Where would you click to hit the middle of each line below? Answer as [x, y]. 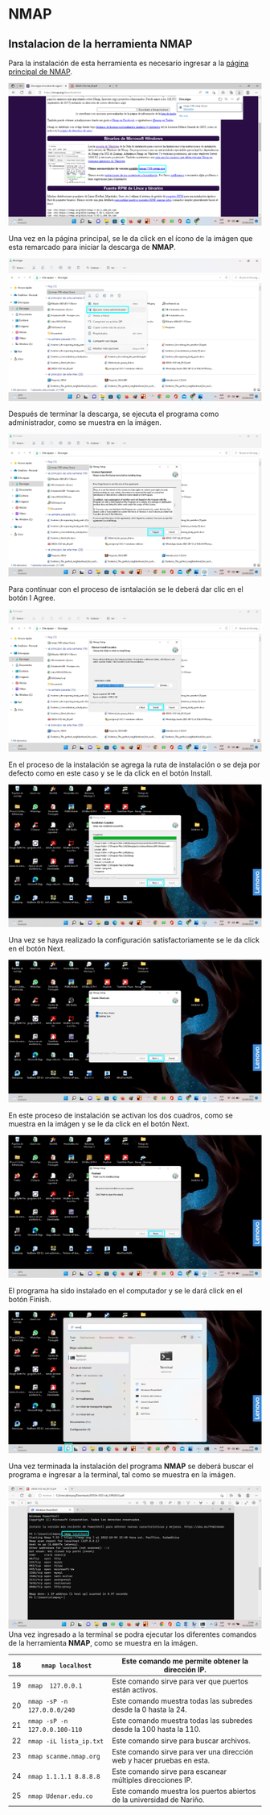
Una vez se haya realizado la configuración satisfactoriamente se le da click [134, 940]
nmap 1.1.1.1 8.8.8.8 [64, 1776]
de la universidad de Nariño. [158, 1800]
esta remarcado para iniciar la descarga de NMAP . [92, 247]
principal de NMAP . [40, 72]
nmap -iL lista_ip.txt [66, 1741]
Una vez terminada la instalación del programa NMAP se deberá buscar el [131, 1466]
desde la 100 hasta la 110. [156, 1730]
